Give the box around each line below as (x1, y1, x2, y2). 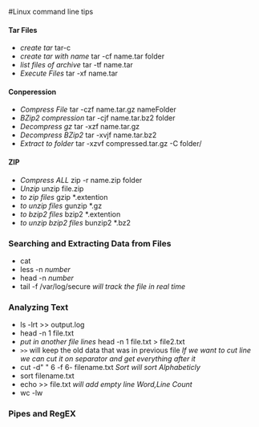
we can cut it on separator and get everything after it (19, 354, 196, 364)
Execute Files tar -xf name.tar (19, 68, 119, 79)
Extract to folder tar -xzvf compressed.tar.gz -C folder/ (19, 139, 202, 148)
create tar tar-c (19, 43, 71, 53)
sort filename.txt (19, 371, 75, 380)
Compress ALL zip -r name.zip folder (19, 175, 143, 185)
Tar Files (8, 25, 38, 35)
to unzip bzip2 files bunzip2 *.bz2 (19, 218, 131, 227)
